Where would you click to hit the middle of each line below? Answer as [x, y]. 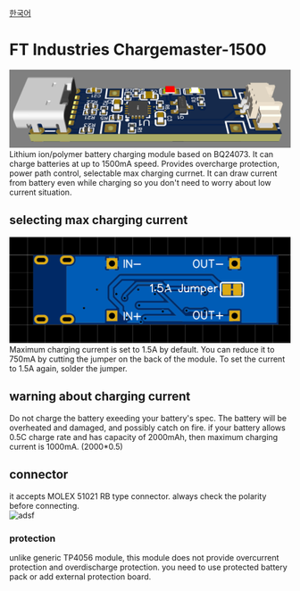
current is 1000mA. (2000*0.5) [66, 446]
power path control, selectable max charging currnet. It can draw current [143, 173]
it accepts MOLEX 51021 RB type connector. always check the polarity [138, 496]
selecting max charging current [99, 220]
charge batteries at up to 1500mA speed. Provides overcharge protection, [144, 163]
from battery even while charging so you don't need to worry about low [141, 182]
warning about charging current [100, 397]
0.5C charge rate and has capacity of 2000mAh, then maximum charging [144, 437]
